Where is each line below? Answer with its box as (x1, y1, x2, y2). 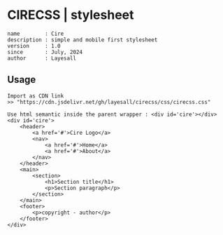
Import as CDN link (7, 92, 64, 100)
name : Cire (7, 30, 64, 37)
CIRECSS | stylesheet (7, 7, 134, 23)
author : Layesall (7, 55, 77, 62)
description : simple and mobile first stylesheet (7, 36, 158, 43)
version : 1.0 (7, 42, 61, 49)
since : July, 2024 (7, 48, 82, 55)
